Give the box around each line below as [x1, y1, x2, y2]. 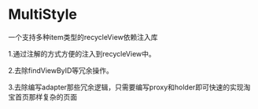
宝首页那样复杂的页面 [8, 92, 77, 101]
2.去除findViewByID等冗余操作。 [8, 65, 114, 75]
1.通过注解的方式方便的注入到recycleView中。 [8, 49, 156, 58]
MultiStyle [8, 5, 77, 24]
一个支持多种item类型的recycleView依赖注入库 [8, 32, 159, 42]
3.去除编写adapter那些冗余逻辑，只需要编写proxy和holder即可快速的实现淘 [8, 82, 251, 92]
